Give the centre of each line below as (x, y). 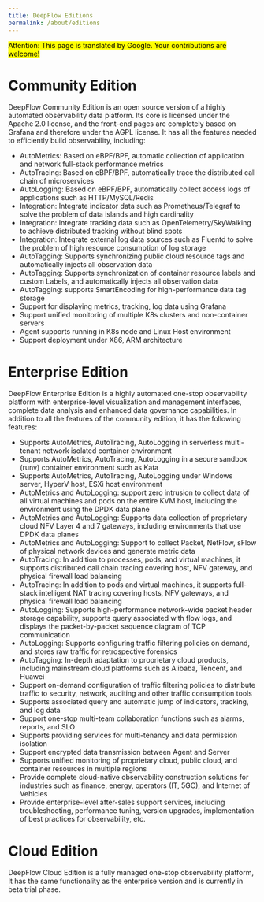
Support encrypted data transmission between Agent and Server (125, 752)
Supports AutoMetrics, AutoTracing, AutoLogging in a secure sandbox (133, 459)
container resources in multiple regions (83, 769)
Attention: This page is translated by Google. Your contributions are (117, 45)
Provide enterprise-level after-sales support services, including (122, 802)
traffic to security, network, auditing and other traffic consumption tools (136, 693)
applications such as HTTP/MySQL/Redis (86, 198)
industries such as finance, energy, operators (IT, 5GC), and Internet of (135, 785)
